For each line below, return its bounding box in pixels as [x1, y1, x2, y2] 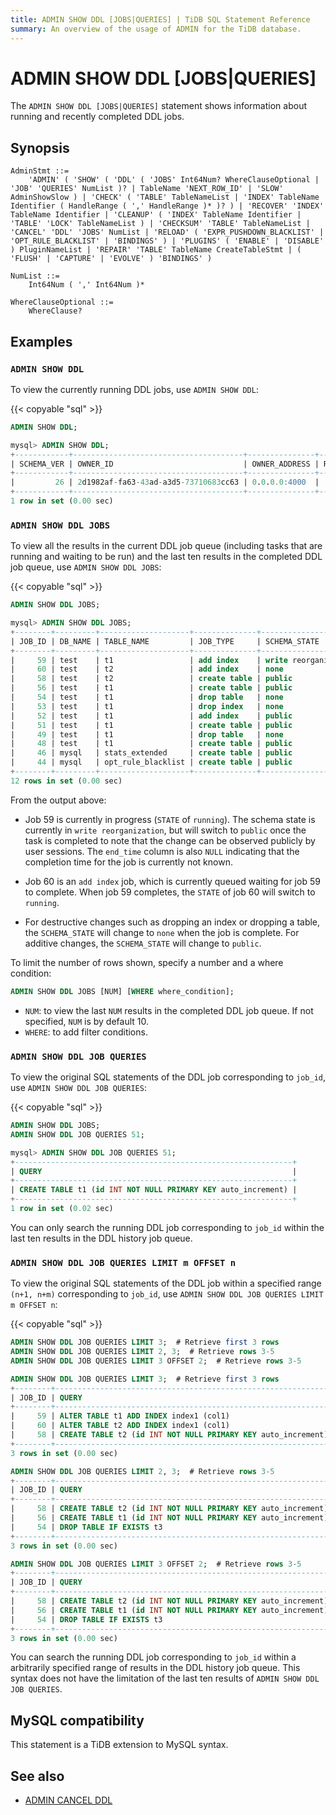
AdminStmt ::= [10, 166, 70, 176]
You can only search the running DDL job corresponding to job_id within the [10, 1221, 325, 1233]
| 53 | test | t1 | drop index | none [10, 701, 284, 711]
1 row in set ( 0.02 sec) [10, 1204, 114, 1214]
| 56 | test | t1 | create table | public [10, 683, 293, 693]
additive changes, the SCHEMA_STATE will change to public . [24, 937, 262, 949]
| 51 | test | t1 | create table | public [10, 720, 293, 730]
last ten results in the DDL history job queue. [10, 1232, 193, 1244]
